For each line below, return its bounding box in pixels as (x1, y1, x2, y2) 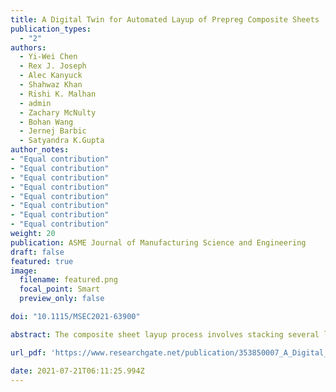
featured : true (10, 256, 74, 266)
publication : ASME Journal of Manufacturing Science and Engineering (10, 237, 307, 248)
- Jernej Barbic (19, 126, 87, 136)
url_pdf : (10, 347, 47, 358)
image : (10, 266, 38, 276)
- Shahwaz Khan (19, 80, 83, 90)
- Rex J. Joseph (19, 61, 87, 71)
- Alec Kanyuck (19, 71, 83, 81)
